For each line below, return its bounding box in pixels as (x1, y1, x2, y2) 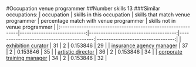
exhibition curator (6, 42, 49, 49)
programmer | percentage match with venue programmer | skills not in (6, 17, 176, 24)
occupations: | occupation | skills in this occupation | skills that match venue (6, 11, 191, 18)
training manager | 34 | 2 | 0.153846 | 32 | (6, 55, 107, 61)
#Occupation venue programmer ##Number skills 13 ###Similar (6, 5, 160, 12)
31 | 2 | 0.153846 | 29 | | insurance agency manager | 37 (52, 42, 188, 49)
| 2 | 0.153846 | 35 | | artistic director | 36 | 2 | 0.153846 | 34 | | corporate (6, 48, 183, 55)
